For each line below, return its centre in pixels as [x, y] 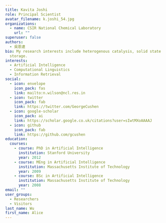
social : [13, 79]
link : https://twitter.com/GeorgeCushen [56, 107]
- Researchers [24, 199]
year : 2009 [30, 171]
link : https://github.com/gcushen [50, 135]
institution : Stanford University [54, 153]
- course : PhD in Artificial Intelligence [59, 149]
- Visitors [21, 204]
